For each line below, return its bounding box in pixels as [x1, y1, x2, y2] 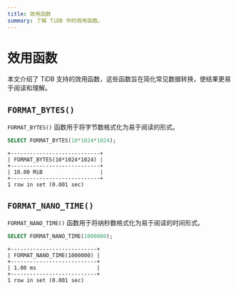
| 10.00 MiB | [7, 169, 103, 176]
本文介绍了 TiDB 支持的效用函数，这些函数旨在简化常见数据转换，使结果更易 [7, 75, 232, 83]
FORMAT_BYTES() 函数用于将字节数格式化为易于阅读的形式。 [7, 123, 180, 132]
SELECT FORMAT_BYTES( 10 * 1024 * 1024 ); [7, 137, 116, 145]
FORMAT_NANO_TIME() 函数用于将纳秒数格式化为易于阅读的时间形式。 [7, 218, 205, 227]
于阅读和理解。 [7, 83, 51, 93]
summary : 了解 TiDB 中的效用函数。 [7, 17, 103, 24]
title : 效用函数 [7, 10, 51, 18]
